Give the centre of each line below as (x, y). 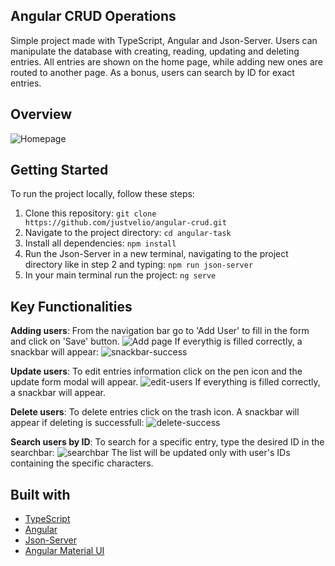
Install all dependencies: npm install (100, 243)
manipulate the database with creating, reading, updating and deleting (155, 51)
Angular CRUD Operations (93, 16)
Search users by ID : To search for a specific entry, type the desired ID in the (167, 442)
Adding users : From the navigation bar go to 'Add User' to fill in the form (160, 331)
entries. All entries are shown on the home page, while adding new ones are (166, 61)
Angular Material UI (64, 551)
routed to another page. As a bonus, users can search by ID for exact (152, 72)
